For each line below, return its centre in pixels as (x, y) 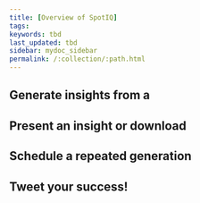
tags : (19, 26)
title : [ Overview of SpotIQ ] (63, 17)
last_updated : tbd (43, 42)
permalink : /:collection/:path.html (77, 59)
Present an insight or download (98, 126)
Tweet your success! (69, 186)
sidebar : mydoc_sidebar (54, 51)
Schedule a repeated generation (100, 156)
